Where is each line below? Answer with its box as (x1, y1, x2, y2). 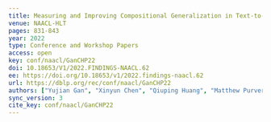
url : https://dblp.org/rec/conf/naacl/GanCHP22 (8, 79, 172, 87)
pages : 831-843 (8, 26, 60, 35)
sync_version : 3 (8, 94, 63, 102)
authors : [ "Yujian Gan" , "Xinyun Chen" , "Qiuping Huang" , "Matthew (8, 86, 240, 95)
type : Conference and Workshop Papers (8, 42, 139, 50)
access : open (8, 49, 52, 57)
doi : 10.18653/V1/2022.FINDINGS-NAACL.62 (8, 64, 150, 72)
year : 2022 (8, 34, 45, 43)
